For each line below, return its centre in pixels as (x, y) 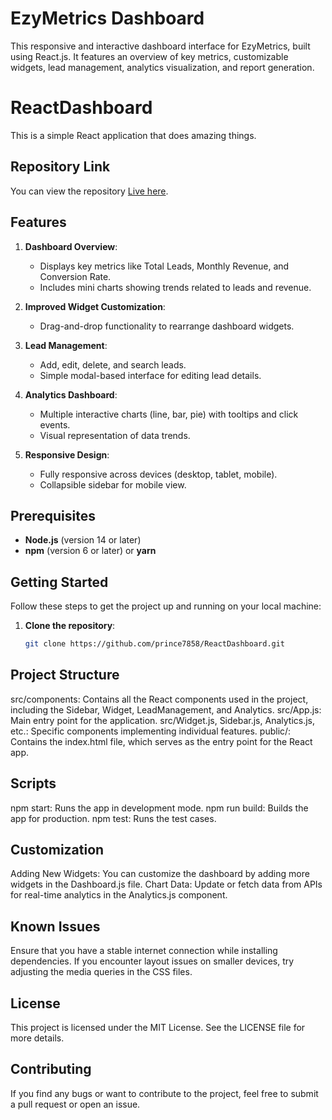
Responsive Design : (67, 454)
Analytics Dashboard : (71, 394)
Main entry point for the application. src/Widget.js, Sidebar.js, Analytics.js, (163, 720)
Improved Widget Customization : (95, 306)
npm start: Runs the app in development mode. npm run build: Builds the (159, 808)
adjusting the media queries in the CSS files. (101, 972)
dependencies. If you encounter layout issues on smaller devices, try (152, 961)
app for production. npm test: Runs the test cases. (113, 818)
